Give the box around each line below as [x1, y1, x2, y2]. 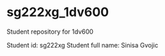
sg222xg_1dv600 [6, 4, 110, 20]
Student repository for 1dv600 [6, 27, 94, 36]
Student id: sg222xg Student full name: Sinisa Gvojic [6, 41, 159, 49]
